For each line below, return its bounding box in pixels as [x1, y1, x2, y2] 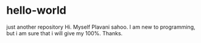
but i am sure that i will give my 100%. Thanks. [6, 29, 123, 36]
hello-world [6, 4, 67, 17]
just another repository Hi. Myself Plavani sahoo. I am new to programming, [6, 23, 196, 30]
